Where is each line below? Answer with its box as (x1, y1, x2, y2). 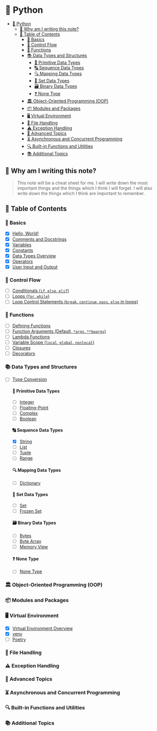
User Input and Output (12, 264, 58, 270)
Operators (12, 258, 33, 264)
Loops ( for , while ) (12, 293, 50, 299)
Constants (12, 247, 33, 253)
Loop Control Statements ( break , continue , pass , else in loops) (12, 299, 139, 305)
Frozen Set (19, 508, 42, 514)
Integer (19, 399, 34, 405)
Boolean (19, 416, 37, 422)
